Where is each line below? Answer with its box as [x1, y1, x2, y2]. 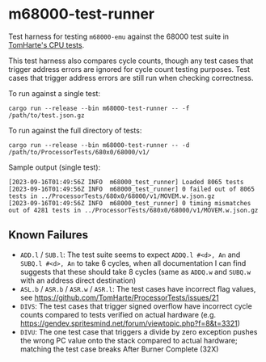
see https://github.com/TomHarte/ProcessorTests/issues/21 [19, 293, 220, 302]
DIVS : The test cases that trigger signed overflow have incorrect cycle [19, 301, 252, 311]
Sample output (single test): [8, 162, 101, 172]
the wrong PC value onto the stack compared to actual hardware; [19, 335, 239, 345]
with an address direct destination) [19, 276, 137, 285]
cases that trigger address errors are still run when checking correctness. [8, 73, 254, 82]
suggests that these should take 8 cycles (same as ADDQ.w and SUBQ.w [19, 267, 251, 276]
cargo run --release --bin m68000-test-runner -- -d [8, 141, 190, 149]
